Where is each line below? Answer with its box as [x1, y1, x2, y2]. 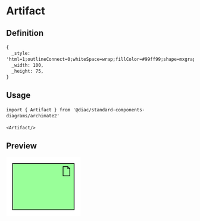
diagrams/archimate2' [6, 113, 60, 119]
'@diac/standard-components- [72, 107, 145, 113]
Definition [6, 28, 43, 38]
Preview [6, 141, 37, 151]
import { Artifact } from [6, 107, 70, 113]
